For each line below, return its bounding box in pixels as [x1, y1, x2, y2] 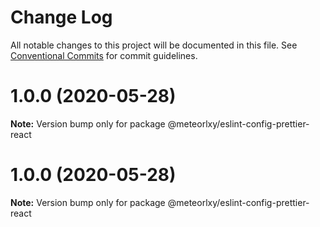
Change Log [10, 6, 113, 29]
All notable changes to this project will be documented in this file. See [10, 39, 298, 51]
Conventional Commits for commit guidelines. [10, 49, 198, 61]
